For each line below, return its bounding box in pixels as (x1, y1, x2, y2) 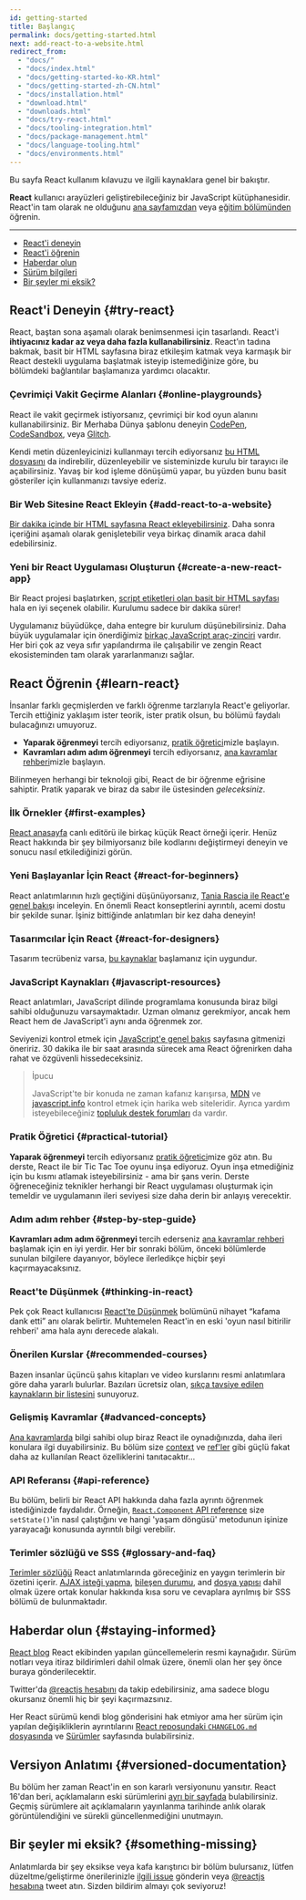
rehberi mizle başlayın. (22, 756, 107, 767)
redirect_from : (9, 47, 67, 57)
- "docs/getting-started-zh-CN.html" (17, 81, 161, 90)
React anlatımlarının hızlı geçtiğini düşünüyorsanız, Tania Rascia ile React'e (9, 890, 290, 901)
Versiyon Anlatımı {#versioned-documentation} (9, 1757, 288, 1772)
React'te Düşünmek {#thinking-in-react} (9, 1285, 194, 1298)
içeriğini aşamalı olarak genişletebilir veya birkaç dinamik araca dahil (9, 528, 266, 539)
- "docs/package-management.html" (17, 132, 148, 141)
